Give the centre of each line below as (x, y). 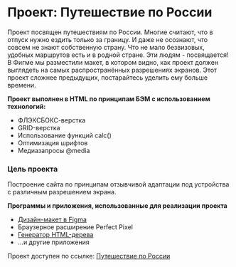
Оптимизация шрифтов (53, 142)
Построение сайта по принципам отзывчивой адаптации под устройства (118, 184)
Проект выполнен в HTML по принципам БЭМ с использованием (109, 99)
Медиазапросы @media (54, 150)
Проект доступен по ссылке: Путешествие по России (89, 256)
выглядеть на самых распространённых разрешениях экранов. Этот (112, 70)
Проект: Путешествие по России (110, 12)
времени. (22, 85)
